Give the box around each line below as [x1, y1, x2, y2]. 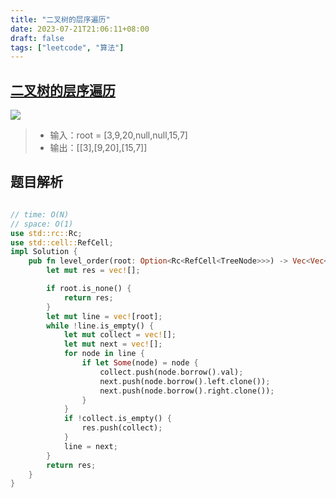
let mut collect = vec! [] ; [63, 330, 177, 340]
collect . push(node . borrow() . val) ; [99, 367, 244, 377]
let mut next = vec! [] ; [63, 339, 163, 350]
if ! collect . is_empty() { [63, 414, 172, 424]
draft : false [10, 33, 65, 43]
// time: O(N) [10, 209, 70, 220]
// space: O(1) [10, 219, 74, 229]
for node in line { [63, 349, 145, 359]
